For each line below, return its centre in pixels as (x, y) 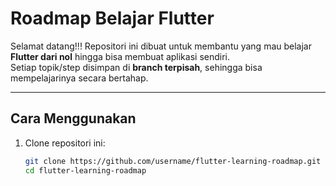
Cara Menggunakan (73, 118)
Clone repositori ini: (65, 143)
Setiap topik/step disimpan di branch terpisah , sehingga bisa (136, 67)
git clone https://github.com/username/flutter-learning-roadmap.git (173, 161)
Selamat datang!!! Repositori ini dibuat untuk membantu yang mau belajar (161, 46)
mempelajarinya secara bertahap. (79, 78)
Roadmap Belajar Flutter (112, 18)
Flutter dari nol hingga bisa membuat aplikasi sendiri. (120, 56)
